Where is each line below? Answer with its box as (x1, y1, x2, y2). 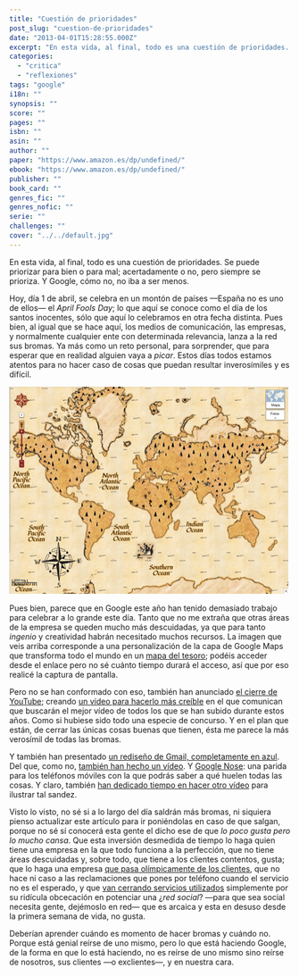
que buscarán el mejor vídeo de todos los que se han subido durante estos (9, 705, 285, 716)
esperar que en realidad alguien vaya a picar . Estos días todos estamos (9, 349, 272, 361)
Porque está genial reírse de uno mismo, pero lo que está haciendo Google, (9, 938, 287, 948)
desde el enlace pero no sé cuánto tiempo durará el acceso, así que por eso (9, 659, 289, 670)
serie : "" (9, 213, 46, 221)
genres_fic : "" (9, 193, 66, 203)
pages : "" (9, 118, 46, 127)
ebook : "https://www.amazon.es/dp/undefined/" (9, 165, 186, 174)
